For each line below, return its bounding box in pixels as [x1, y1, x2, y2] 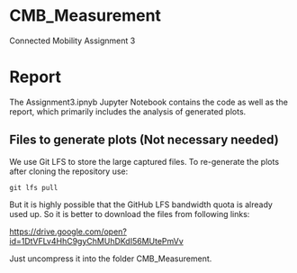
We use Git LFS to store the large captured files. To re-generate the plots [9, 156, 280, 167]
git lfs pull [9, 183, 58, 192]
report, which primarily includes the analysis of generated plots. [9, 105, 247, 117]
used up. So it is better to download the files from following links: [9, 208, 250, 219]
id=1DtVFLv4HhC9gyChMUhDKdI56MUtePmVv [9, 235, 184, 246]
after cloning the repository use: [9, 166, 129, 177]
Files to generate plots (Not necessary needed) [9, 132, 279, 148]
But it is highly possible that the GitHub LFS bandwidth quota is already [9, 199, 273, 210]
